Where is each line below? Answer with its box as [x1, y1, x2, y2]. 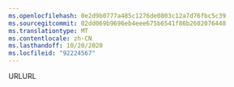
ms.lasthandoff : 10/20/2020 [8, 42, 104, 50]
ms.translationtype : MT [8, 27, 89, 35]
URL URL [8, 72, 36, 81]
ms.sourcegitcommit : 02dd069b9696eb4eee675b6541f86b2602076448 [8, 19, 227, 27]
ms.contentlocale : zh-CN [8, 34, 92, 43]
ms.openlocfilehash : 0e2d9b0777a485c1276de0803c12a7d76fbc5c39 [8, 11, 227, 20]
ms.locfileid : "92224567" [8, 49, 96, 57]
